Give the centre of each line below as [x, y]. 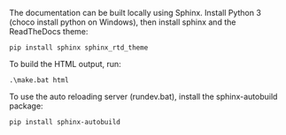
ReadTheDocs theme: [49, 31]
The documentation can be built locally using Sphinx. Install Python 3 [135, 13]
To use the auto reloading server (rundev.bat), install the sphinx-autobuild [143, 97]
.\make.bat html [39, 80]
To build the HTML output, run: [65, 64]
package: [26, 106]
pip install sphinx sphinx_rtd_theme [79, 48]
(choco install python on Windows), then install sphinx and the [123, 22]
